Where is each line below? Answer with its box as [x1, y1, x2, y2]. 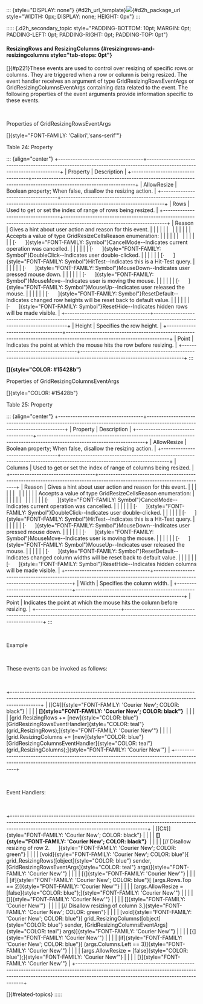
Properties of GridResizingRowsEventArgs [6, 120, 111, 127]
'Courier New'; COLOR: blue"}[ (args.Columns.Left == [6, 941, 140, 948]
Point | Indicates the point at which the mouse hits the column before [6, 599, 178, 607]
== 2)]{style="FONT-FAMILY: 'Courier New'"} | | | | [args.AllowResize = [6, 883, 184, 890]
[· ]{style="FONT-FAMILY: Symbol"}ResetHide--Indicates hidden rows [6, 303, 188, 311]
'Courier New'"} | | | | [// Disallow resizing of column [6, 902, 138, 909]
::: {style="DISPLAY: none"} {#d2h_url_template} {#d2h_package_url [6, 7, 181, 13]
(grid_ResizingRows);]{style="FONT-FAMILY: [6, 727, 118, 734]
